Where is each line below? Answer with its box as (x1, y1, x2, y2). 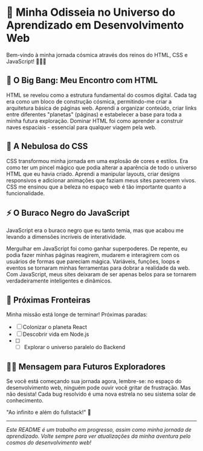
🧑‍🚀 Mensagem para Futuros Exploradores (6, 361, 166, 372)
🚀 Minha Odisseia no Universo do (6, 5, 176, 19)
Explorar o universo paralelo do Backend (24, 344, 126, 351)
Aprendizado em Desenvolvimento (6, 18, 184, 32)
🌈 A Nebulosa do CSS (6, 141, 88, 152)
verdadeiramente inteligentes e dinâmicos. (6, 277, 112, 284)
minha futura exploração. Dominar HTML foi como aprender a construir (6, 117, 184, 124)
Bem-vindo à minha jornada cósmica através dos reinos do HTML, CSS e (6, 51, 188, 58)
